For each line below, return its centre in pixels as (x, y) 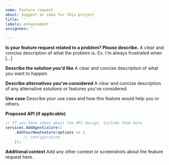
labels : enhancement (27, 24)
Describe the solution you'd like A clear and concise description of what (82, 68)
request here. (19, 157)
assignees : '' (20, 29)
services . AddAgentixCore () (34, 128)
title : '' (16, 19)
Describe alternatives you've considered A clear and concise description (83, 84)
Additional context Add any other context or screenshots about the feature (84, 151)
